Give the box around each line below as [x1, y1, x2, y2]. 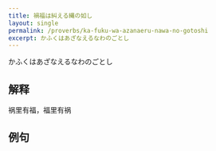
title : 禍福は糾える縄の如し [8, 11, 93, 20]
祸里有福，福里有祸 [8, 105, 72, 115]
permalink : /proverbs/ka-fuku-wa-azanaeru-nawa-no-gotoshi [8, 26, 209, 34]
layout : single [8, 19, 59, 27]
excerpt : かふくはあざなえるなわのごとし [8, 34, 130, 42]
